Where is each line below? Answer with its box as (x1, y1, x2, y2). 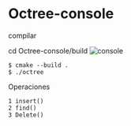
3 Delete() (8, 111, 44, 119)
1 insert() (8, 97, 44, 105)
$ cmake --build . (8, 61, 69, 69)
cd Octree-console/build (8, 46, 88, 55)
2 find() (8, 104, 37, 112)
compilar (8, 31, 37, 40)
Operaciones (8, 82, 51, 91)
